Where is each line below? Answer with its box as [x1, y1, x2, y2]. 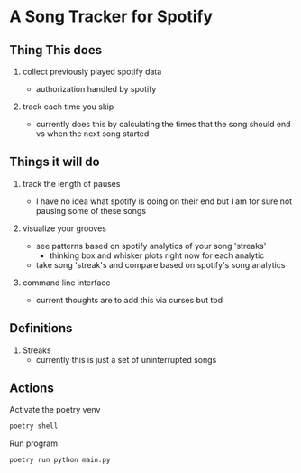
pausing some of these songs [35, 205, 147, 216]
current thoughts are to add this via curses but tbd [35, 294, 223, 305]
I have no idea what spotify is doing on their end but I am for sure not [35, 196, 293, 207]
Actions [9, 381, 54, 396]
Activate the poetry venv [9, 404, 101, 415]
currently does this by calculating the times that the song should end [35, 119, 291, 129]
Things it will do [9, 154, 101, 170]
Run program [9, 438, 59, 449]
